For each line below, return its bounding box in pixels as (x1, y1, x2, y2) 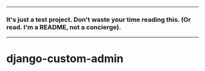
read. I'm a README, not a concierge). (6, 22, 121, 31)
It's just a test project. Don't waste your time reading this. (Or (6, 15, 191, 24)
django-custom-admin (6, 52, 124, 66)
